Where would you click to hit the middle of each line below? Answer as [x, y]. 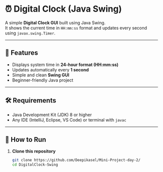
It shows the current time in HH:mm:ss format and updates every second [76, 28]
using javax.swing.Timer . [30, 33]
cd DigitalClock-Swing [35, 165]
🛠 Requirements [31, 101]
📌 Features [22, 53]
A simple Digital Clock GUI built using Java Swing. [55, 22]
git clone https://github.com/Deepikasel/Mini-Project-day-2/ [76, 160]
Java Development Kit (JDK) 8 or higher [52, 115]
